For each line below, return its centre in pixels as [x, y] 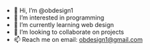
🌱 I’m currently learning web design [64, 25]
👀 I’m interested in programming [59, 18]
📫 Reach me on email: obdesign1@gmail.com [78, 40]
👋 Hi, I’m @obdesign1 [43, 10]
